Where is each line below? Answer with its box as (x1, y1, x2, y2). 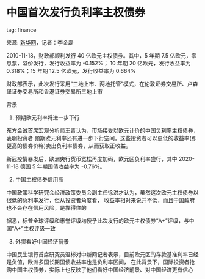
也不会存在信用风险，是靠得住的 (6, 204, 87, 211)
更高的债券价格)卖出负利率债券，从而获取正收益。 (6, 142, 132, 149)
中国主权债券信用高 (15, 176, 64, 183)
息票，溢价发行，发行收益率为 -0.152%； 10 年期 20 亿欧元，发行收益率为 (6, 59, 191, 67)
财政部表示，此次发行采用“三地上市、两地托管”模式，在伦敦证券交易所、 (6, 80, 188, 87)
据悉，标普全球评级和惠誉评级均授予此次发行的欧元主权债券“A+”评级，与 (6, 217, 189, 224)
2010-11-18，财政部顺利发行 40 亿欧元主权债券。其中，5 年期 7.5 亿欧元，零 (6, 51, 197, 59)
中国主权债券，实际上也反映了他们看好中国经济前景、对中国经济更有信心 (11, 266, 193, 273)
